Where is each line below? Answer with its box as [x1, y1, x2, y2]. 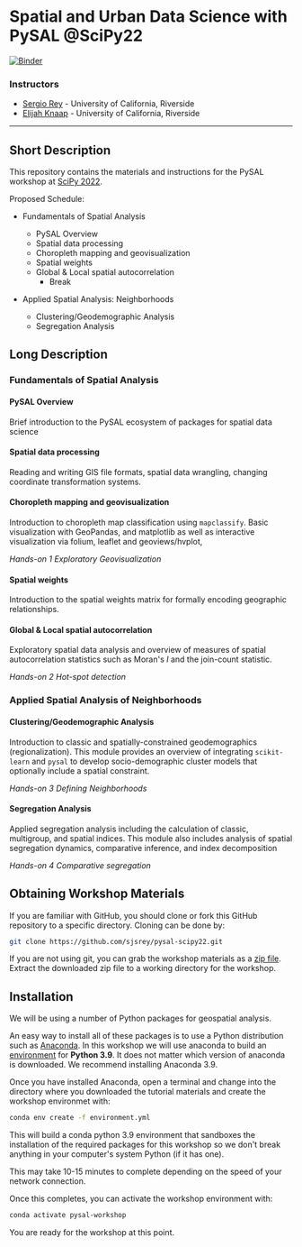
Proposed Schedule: [9, 194, 85, 205]
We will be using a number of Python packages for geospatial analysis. [9, 1013, 272, 1024]
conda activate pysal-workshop [9, 1211, 127, 1220]
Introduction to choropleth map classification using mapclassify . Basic [9, 517, 269, 527]
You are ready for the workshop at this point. [9, 1226, 175, 1237]
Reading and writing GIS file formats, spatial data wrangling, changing [9, 466, 268, 477]
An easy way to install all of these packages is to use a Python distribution [9, 1031, 284, 1041]
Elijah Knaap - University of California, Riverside [22, 108, 200, 119]
